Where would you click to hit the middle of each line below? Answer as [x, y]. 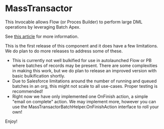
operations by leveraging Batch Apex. [43, 27]
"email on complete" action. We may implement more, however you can [84, 101]
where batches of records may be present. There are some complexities [85, 65]
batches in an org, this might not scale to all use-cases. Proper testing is [85, 86]
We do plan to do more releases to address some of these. [64, 51]
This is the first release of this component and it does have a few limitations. [82, 46]
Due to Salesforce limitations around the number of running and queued [84, 81]
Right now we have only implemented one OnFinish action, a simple [80, 96]
